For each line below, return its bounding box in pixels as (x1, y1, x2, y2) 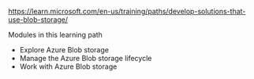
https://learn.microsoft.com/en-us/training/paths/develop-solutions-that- (8, 7, 246, 16)
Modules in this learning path (8, 31, 103, 39)
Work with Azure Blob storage (19, 62, 118, 71)
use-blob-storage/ (8, 15, 69, 24)
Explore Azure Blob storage (19, 45, 109, 54)
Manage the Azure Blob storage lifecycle (19, 54, 152, 63)
